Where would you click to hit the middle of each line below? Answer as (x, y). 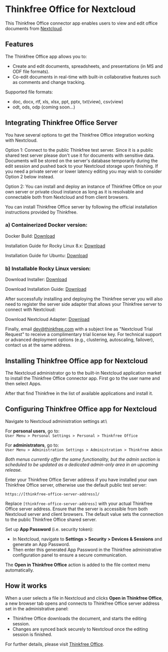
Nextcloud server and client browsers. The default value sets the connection (84, 514)
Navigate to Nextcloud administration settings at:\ (56, 421)
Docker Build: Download (30, 236)
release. (14, 470)
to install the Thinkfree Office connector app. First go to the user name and (83, 378)
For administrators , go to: (32, 445)
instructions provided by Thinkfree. (41, 212)
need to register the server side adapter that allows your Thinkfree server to (83, 304)
